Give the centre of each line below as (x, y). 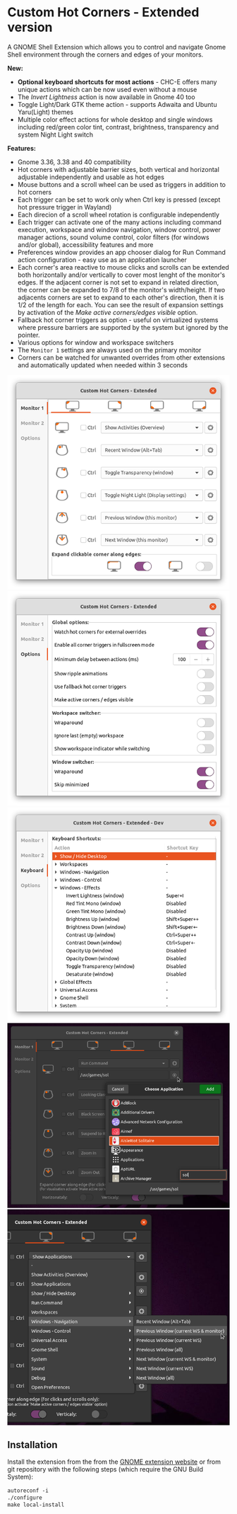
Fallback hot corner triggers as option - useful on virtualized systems (118, 320)
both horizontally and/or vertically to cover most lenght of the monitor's (121, 275)
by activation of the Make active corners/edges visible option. (108, 312)
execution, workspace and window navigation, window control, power (119, 229)
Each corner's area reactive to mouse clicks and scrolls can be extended (123, 267)
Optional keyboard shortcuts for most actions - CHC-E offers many (117, 81)
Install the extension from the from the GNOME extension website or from (114, 1462)
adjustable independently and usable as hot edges (91, 177)
